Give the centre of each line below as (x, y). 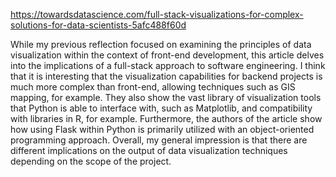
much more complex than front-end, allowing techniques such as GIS (153, 87)
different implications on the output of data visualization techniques (149, 150)
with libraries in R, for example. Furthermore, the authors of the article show (166, 118)
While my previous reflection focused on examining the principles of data (161, 44)
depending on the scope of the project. (91, 161)
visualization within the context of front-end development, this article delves (167, 55)
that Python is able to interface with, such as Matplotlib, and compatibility (161, 108)
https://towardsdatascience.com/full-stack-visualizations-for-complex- (157, 14)
